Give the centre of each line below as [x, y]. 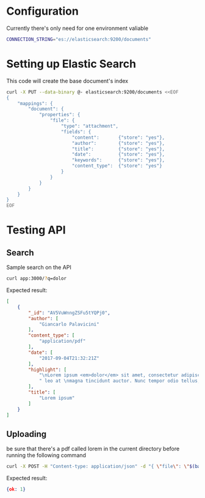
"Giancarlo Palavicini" [69, 324]
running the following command [46, 455]
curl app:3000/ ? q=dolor [37, 279]
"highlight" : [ [48, 370]
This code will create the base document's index [67, 81]
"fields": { [76, 132]
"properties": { [59, 115]
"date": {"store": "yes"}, [118, 155]
